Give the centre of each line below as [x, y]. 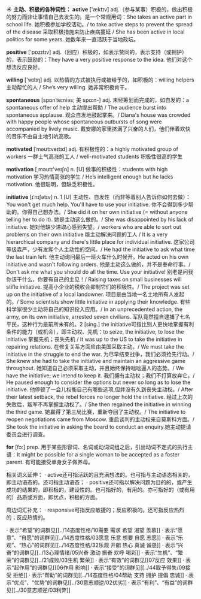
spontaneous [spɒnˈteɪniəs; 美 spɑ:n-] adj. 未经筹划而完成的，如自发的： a [98, 100]
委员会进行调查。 [27, 434]
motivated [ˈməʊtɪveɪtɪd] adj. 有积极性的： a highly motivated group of [92, 149]
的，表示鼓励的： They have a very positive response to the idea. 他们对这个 [100, 60]
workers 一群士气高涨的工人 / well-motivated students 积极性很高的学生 [95, 156]
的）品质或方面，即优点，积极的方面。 [53, 497]
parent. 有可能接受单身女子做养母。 [50, 462]
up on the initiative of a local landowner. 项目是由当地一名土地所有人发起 [95, 294]
